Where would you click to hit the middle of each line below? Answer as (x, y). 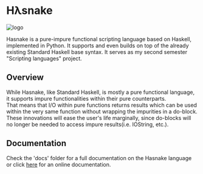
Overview (25, 77)
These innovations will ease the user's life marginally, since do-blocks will (99, 118)
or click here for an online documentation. (59, 164)
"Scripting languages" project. (44, 58)
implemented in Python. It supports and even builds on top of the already (98, 45)
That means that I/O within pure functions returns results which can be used (102, 105)
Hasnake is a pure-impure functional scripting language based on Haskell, (99, 39)
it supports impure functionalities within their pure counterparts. (86, 98)
